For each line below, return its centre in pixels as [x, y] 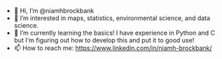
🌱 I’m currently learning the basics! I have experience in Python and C [115, 33]
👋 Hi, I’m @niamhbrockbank [54, 11]
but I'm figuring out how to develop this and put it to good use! [104, 40]
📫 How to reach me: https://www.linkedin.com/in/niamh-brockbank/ [113, 48]
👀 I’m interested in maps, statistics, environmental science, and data [112, 18]
